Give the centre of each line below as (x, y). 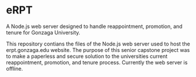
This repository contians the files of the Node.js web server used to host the (98, 44)
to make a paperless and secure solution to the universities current (87, 56)
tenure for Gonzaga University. (43, 32)
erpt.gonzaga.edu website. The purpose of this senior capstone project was (98, 50)
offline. (15, 68)
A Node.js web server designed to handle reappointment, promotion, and (94, 26)
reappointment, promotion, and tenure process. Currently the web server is (97, 62)
